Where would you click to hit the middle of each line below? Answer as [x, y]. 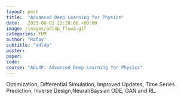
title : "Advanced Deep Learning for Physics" [65, 17]
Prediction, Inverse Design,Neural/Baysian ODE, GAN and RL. [82, 91]
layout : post [22, 12]
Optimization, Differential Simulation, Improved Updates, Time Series [90, 84]
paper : [14, 56]
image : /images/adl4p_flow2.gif [46, 28]
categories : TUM [26, 34]
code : [13, 62]
